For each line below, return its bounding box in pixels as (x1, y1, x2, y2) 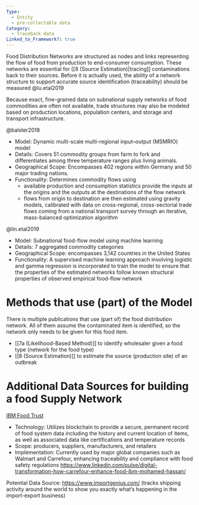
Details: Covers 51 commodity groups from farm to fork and (14, 151, 160, 158)
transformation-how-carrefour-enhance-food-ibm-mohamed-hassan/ (14, 467, 186, 475)
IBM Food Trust (6, 412, 44, 419)
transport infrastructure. (6, 115, 65, 122)
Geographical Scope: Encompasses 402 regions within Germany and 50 (14, 163, 192, 170)
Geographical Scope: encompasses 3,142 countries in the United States (14, 250, 191, 257)
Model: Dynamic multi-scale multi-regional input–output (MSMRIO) (14, 138, 178, 145)
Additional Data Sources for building (6, 379, 189, 393)
